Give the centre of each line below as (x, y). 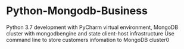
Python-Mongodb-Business (77, 11)
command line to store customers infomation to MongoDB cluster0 (88, 40)
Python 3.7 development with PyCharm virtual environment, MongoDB (92, 27)
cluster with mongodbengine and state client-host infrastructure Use (90, 33)
